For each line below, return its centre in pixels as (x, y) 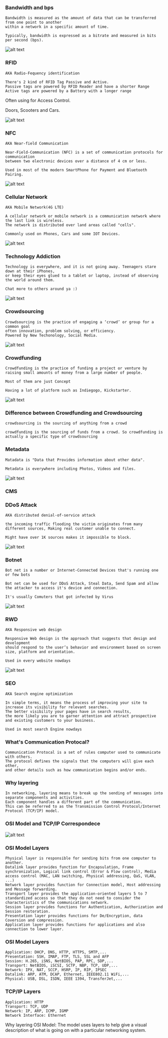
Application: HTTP (24, 1002)
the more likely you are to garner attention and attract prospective (81, 716)
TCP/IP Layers (23, 991)
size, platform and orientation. (40, 652)
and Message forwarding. (31, 889)
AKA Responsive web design (33, 630)
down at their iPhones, (30, 271)
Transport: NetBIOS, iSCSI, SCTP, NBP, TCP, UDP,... (62, 966)
